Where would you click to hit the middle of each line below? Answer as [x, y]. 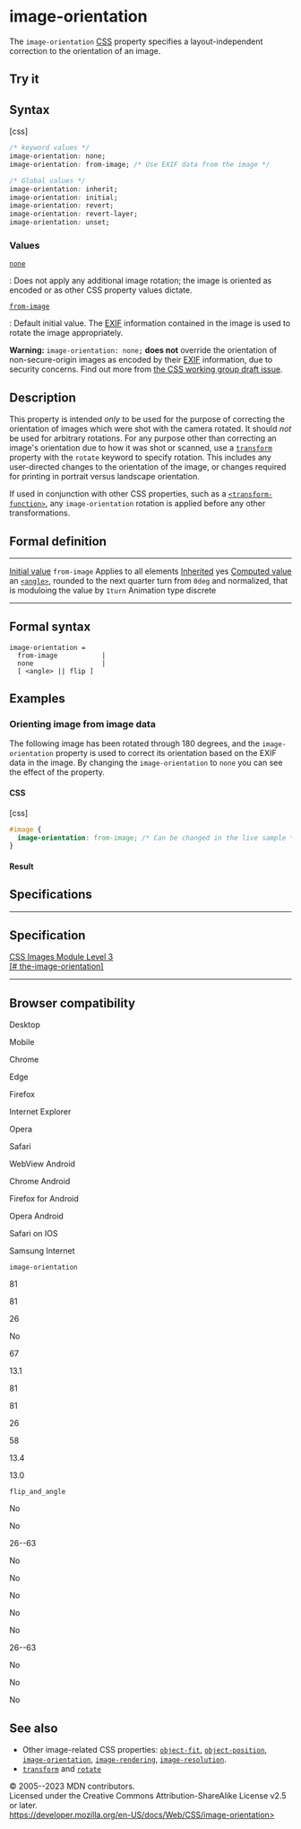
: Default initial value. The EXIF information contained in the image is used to [150, 323]
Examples [37, 699]
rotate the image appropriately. [66, 333]
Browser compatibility [73, 1003]
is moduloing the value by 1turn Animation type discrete [113, 590]
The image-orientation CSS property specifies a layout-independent [136, 41]
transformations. [40, 513]
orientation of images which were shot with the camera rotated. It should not [150, 429]
